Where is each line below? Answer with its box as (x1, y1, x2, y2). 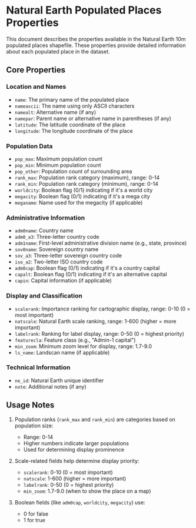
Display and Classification (6, 292, 82, 300)
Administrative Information (6, 213, 85, 222)
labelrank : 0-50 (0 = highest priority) (23, 481, 114, 488)
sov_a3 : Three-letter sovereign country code (14, 252, 122, 259)
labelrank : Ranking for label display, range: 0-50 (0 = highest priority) (14, 330, 184, 337)
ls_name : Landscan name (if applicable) (14, 349, 110, 356)
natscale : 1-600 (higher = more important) (23, 474, 127, 482)
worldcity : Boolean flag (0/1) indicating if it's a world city (14, 186, 153, 193)
